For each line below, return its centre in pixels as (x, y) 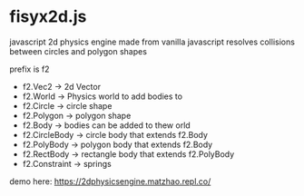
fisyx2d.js (48, 17)
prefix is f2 (29, 69)
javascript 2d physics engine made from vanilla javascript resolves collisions (152, 42)
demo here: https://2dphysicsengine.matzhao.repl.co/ (110, 181)
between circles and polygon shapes (78, 51)
